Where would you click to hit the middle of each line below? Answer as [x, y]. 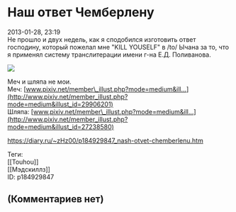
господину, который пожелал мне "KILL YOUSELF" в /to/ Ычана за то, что [118, 47]
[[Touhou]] [23, 162]
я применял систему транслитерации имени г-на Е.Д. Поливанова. [109, 55]
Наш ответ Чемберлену [81, 12]
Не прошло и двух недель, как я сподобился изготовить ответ [102, 39]
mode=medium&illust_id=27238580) [61, 127]
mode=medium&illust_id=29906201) [60, 104]
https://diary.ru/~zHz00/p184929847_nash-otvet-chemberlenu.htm [105, 140]
